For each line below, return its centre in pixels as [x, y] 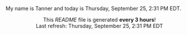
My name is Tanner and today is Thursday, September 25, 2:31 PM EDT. [93, 8]
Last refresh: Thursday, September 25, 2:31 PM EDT [99, 26]
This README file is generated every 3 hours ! [99, 20]
